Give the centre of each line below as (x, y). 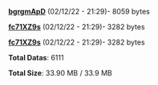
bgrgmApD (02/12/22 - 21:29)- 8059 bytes (79, 12)
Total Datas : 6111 (36, 58)
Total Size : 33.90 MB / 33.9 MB (60, 73)
